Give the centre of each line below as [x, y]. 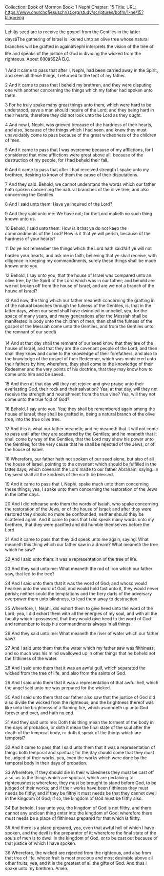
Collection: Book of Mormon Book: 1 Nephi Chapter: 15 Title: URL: [71, 7]
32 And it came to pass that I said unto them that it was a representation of [80, 747]
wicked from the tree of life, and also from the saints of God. [66, 673]
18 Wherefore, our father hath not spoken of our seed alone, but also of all [80, 459]
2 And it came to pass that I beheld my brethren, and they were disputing [78, 85]
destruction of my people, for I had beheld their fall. [57, 160]
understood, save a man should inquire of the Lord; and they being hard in [80, 110]
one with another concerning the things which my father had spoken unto [79, 90]
